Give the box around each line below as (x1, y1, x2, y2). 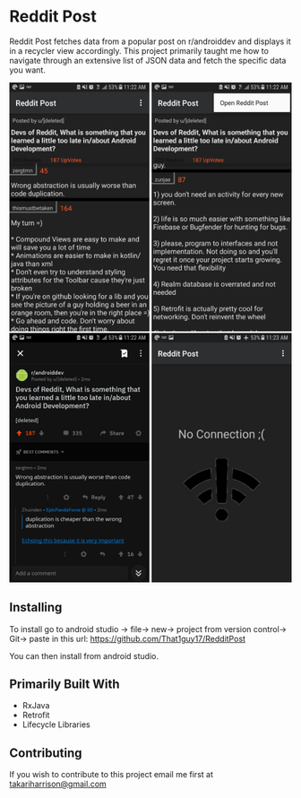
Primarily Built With (9, 677, 120, 692)
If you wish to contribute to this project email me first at (9, 769, 213, 780)
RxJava (21, 700, 50, 711)
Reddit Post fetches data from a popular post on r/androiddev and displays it (9, 36, 291, 47)
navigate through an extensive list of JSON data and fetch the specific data (9, 55, 287, 65)
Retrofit (21, 710, 50, 721)
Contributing (9, 745, 82, 760)
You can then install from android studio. (9, 650, 159, 661)
